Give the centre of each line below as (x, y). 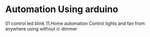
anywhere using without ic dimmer (41, 28)
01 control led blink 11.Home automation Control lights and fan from (75, 23)
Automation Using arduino (62, 9)
